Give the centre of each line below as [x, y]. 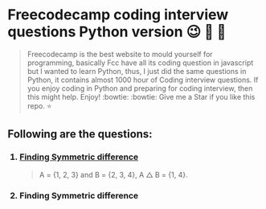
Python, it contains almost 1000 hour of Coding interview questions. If [143, 80]
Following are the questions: [80, 134]
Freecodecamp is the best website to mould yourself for [120, 54]
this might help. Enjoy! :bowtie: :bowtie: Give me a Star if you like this [141, 96]
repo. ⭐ [39, 105]
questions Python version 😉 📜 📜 [117, 32]
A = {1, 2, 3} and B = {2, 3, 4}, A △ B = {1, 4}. [113, 174]
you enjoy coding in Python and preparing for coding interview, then [140, 88]
